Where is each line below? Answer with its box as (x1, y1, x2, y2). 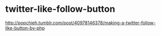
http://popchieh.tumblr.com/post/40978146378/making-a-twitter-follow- (5, 20, 156, 26)
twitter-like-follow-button (5, 3, 116, 15)
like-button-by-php (5, 25, 45, 31)
